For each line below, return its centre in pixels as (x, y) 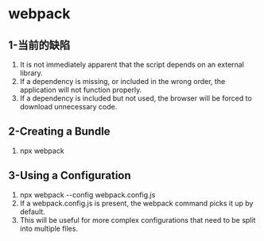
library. (31, 73)
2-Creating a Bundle (59, 132)
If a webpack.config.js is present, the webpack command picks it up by (136, 203)
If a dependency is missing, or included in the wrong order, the (122, 81)
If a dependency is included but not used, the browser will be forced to (136, 98)
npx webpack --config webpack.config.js (87, 194)
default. (32, 212)
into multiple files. (49, 228)
